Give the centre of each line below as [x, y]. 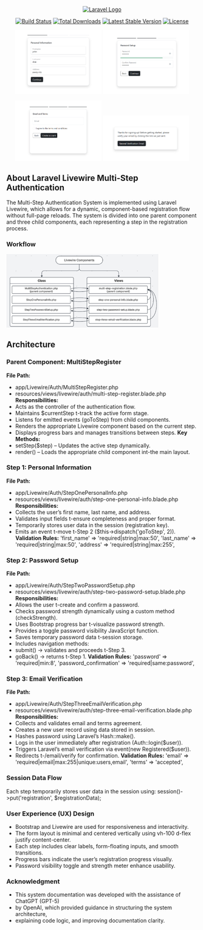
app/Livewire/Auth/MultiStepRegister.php [67, 387]
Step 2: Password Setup [43, 560]
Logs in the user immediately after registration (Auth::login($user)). [99, 743]
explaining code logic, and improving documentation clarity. [90, 921]
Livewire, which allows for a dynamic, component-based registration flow [98, 209]
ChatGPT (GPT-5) [37, 901]
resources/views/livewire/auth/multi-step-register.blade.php [91, 394]
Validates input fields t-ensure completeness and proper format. [95, 519]
